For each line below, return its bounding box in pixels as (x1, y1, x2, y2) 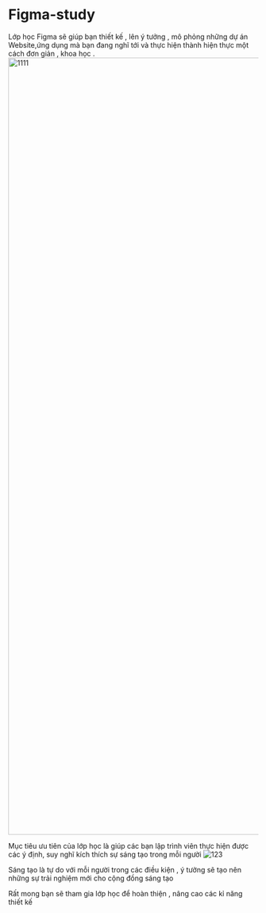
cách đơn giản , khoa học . (8, 48, 95, 58)
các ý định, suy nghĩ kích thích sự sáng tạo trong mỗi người (8, 849, 202, 859)
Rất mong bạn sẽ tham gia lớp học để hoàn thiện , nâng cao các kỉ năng (8, 888, 243, 898)
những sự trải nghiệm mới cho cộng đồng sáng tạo (8, 873, 174, 883)
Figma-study (8, 6, 95, 24)
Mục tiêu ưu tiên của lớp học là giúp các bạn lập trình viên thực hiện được (8, 841, 249, 850)
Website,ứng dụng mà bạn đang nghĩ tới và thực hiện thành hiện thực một (8, 40, 249, 49)
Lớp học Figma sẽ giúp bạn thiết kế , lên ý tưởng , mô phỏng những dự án (8, 32, 249, 41)
